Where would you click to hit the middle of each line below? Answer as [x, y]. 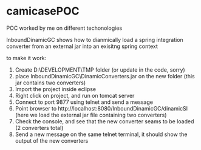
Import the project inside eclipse [56, 89]
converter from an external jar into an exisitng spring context [82, 46]
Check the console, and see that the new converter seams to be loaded [104, 121]
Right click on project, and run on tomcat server [75, 95]
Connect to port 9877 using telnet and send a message [84, 102]
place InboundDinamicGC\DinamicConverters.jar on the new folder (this [105, 76]
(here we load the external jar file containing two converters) [91, 115]
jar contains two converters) [50, 83]
